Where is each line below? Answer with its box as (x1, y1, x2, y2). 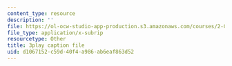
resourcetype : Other (7, 36, 67, 43)
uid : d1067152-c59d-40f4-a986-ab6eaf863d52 (7, 49, 135, 56)
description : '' (7, 16, 54, 23)
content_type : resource (7, 10, 76, 17)
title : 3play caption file (7, 42, 85, 49)
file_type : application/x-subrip (7, 29, 104, 36)
